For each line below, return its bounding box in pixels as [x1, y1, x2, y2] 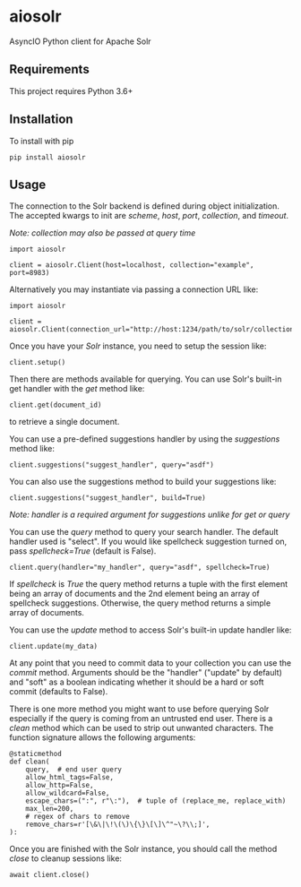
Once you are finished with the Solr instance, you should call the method [9, 844, 278, 855]
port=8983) [9, 269, 50, 278]
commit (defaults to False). [9, 686, 108, 697]
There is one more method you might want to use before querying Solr [9, 703, 270, 714]
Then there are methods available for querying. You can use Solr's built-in [9, 374, 282, 384]
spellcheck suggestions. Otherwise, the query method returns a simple [9, 598, 271, 608]
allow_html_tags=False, [25, 773, 115, 782]
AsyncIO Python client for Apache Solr [9, 36, 151, 47]
